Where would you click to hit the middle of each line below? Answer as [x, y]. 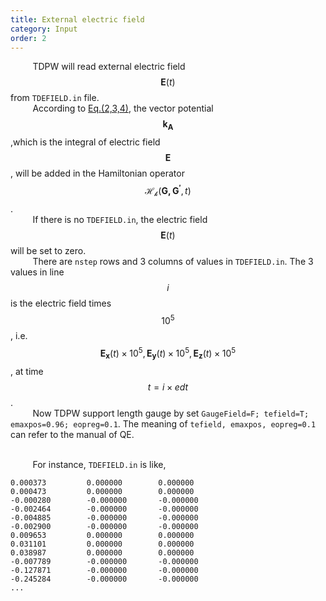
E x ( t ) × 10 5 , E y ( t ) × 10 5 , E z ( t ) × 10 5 [168, 353]
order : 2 [28, 38]
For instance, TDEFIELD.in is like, [99, 464]
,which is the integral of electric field [85, 142]
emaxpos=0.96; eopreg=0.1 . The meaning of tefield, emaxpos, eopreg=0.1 [163, 423]
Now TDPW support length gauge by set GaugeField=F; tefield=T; [171, 413]
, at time [27, 371]
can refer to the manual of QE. [72, 434]
